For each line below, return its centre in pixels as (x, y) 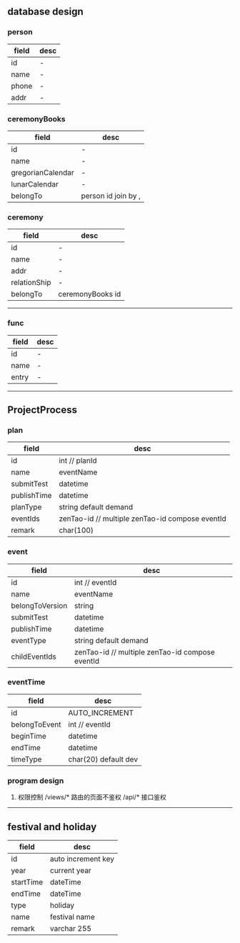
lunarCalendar (35, 184)
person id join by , (111, 196)
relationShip (31, 283)
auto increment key (82, 859)
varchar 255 (70, 928)
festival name (72, 917)
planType (26, 507)
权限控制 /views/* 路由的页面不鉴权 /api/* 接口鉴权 (92, 797)
